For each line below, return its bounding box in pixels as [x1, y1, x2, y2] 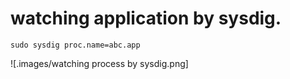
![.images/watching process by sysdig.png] [10, 57, 189, 69]
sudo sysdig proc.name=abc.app [10, 40, 141, 50]
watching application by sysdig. [10, 7, 282, 30]
